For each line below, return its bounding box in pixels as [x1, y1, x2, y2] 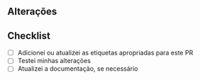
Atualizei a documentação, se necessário [17, 64, 138, 73]
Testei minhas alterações [17, 57, 91, 65]
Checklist [7, 30, 51, 42]
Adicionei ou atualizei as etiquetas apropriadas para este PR [17, 49, 194, 57]
